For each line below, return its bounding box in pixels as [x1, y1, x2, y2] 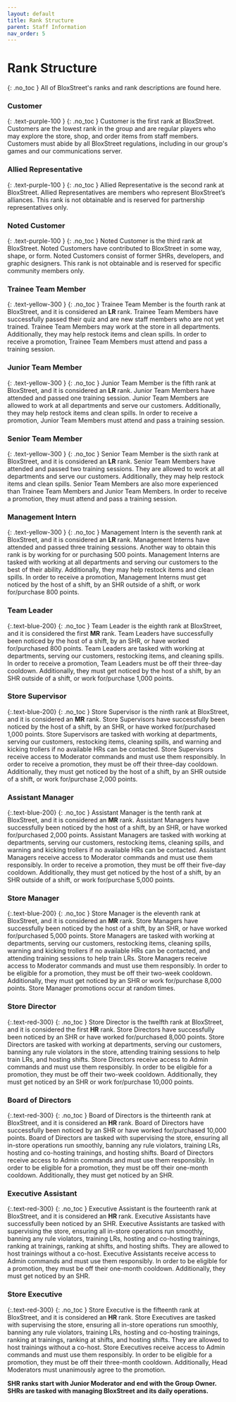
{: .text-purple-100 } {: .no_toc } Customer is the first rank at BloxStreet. [7, 117, 215, 125]
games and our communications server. [7, 147, 123, 156]
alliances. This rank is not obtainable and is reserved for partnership [7, 195, 205, 204]
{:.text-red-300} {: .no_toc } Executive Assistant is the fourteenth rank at [7, 1205, 217, 1213]
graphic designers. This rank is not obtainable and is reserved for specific [7, 259, 222, 268]
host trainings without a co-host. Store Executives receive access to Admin [7, 1343, 225, 1351]
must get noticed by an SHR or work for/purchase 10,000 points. [7, 1077, 194, 1086]
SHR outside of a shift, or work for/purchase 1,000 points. [7, 674, 174, 682]
